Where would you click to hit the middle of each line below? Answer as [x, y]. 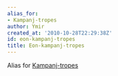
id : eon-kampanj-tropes [41, 39]
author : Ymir [26, 26]
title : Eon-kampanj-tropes [46, 46]
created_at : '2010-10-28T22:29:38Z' [60, 33]
